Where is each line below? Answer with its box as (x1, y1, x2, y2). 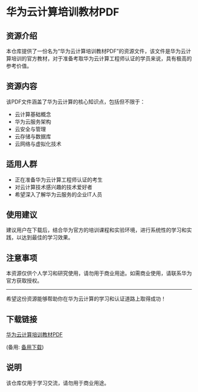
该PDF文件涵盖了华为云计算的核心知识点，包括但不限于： (6, 98, 146, 105)
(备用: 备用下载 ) (6, 344, 44, 351)
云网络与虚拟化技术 (14, 140, 62, 147)
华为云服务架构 (14, 118, 51, 125)
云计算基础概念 (14, 111, 51, 118)
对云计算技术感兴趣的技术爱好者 (14, 183, 93, 190)
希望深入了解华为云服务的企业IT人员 (14, 190, 103, 198)
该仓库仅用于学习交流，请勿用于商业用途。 (6, 379, 110, 386)
